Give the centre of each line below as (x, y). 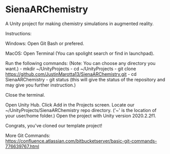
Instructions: (18, 33)
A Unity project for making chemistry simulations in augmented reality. (79, 24)
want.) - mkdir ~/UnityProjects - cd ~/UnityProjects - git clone (71, 69)
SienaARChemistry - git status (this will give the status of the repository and (85, 79)
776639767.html (22, 146)
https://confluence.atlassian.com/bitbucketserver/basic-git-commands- (81, 141)
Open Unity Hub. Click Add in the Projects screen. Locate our (70, 105)
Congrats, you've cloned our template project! (54, 125)
